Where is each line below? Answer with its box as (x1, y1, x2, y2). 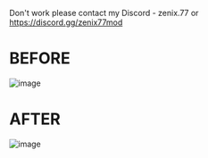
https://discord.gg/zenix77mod (9, 17, 123, 28)
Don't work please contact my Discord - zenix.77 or (9, 8, 199, 18)
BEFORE (9, 48, 71, 69)
